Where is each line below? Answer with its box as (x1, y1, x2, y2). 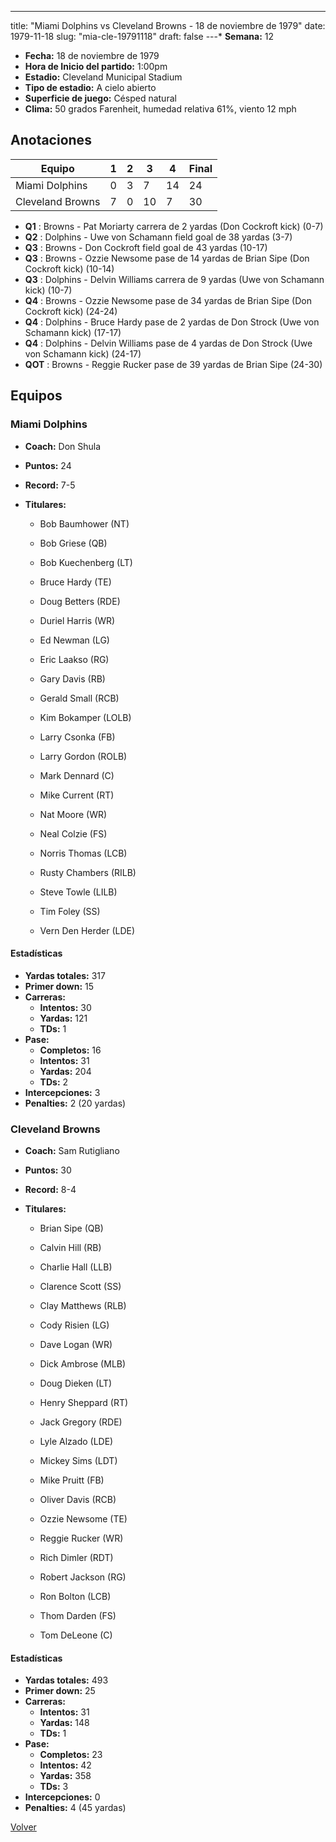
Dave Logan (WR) (39, 1339, 113, 1350)
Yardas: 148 (39, 1717, 90, 1729)
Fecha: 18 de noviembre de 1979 (24, 50, 160, 61)
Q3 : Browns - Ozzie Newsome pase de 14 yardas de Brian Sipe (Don (24, 252, 310, 264)
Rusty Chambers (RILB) (39, 866, 137, 878)
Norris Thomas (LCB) (39, 847, 128, 859)
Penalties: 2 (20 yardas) (24, 1097, 127, 1109)
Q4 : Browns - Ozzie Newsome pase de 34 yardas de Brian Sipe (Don (24, 294, 312, 306)
